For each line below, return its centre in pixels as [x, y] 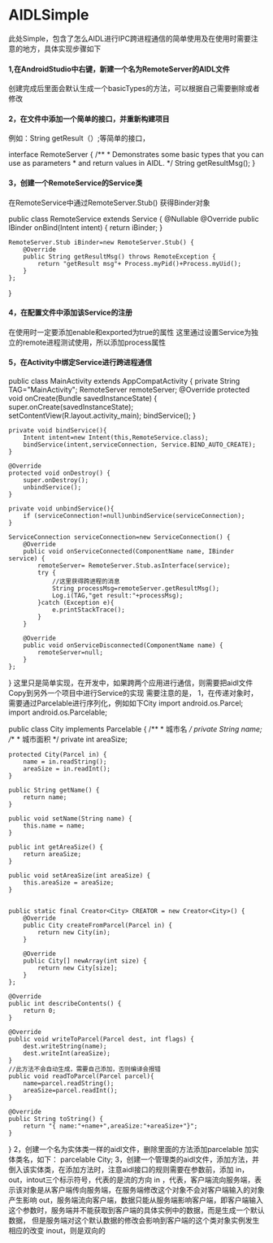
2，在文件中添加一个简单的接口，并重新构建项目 [89, 119]
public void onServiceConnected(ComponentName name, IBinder [128, 551]
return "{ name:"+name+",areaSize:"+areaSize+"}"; [110, 1126]
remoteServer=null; [71, 652]
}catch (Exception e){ [76, 602]
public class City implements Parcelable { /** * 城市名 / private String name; [135, 728]
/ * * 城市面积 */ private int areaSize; [68, 739]
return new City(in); [74, 932]
